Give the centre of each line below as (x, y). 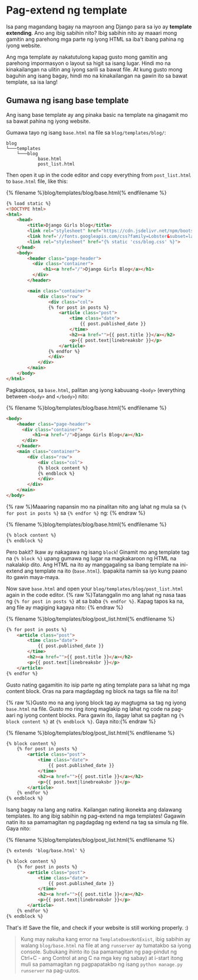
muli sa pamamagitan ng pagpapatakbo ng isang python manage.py (101, 964)
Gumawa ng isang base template (67, 101)
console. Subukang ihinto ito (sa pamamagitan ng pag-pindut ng (99, 952)
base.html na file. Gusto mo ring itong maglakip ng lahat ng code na (88, 708)
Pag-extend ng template (67, 10)
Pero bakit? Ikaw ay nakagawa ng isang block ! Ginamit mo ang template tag (98, 552)
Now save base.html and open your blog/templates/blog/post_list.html (95, 589)
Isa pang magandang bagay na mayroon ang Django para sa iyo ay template (99, 27)
